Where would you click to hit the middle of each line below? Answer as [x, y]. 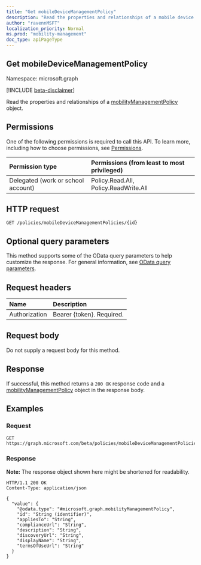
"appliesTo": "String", [47, 519]
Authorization [28, 315]
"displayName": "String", [49, 540]
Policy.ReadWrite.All [119, 188]
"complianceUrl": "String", [52, 525]
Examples [25, 409]
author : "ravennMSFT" [33, 23]
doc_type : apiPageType [34, 40]
